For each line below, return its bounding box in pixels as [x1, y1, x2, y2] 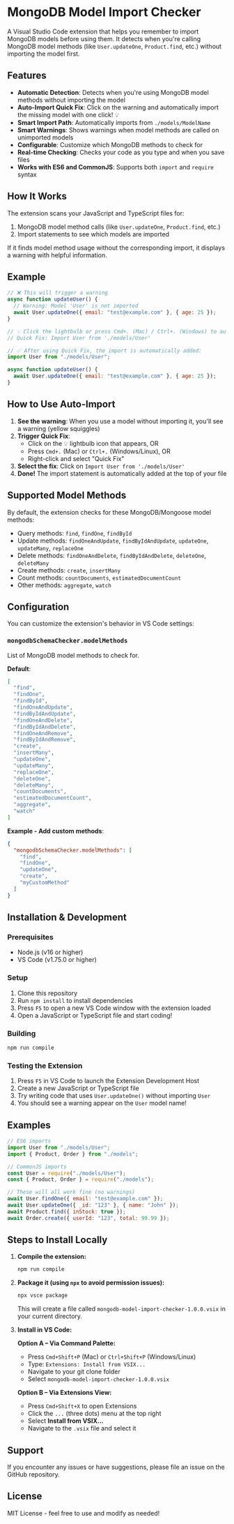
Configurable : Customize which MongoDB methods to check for [17, 140, 203, 149]
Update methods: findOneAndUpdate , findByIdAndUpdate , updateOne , [17, 536, 209, 545]
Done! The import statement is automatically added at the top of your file [17, 469, 227, 478]
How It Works [7, 190, 68, 202]
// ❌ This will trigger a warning [7, 289, 108, 296]
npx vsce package [17, 1292, 68, 1299]
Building [7, 1028, 36, 1038]
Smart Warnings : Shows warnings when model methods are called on [17, 126, 219, 134]
